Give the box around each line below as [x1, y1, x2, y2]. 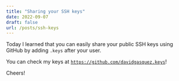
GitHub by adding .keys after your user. [6, 47, 102, 54]
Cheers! [6, 69, 25, 76]
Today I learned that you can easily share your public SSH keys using [6, 41, 173, 48]
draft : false [6, 19, 38, 25]
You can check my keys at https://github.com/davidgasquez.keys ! [6, 58, 167, 65]
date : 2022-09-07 [6, 14, 49, 20]
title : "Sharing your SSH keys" [6, 8, 85, 15]
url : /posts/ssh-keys [6, 24, 59, 31]
